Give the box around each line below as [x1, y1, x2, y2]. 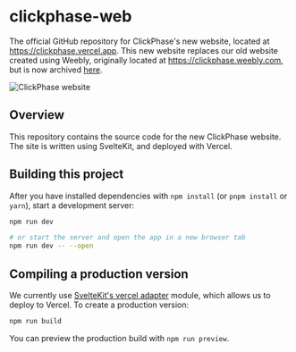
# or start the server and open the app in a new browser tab [9, 233, 246, 242]
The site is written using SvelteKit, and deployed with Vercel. [9, 140, 233, 151]
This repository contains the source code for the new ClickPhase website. [9, 131, 282, 142]
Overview [9, 107, 65, 122]
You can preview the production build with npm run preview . [9, 332, 230, 343]
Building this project [9, 167, 124, 182]
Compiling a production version [9, 266, 190, 281]
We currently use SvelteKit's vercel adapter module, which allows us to [9, 290, 271, 300]
